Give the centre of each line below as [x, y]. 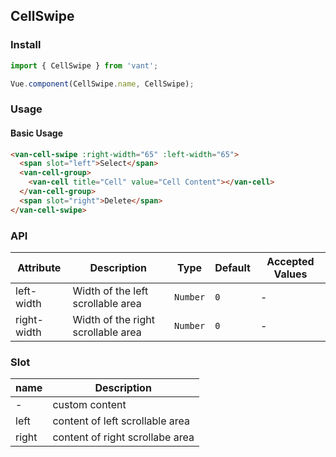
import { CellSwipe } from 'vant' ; [84, 65]
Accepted [290, 261]
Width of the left [110, 291]
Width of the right [113, 319]
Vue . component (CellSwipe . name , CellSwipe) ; [102, 84]
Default [232, 267]
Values [290, 274]
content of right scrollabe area [123, 437]
